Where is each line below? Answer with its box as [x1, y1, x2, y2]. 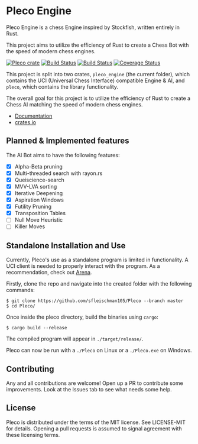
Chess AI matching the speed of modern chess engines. [6, 101, 143, 108]
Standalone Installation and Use [6, 241, 126, 251]
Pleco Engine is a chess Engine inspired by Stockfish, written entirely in [6, 24, 180, 31]
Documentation [14, 112, 53, 119]
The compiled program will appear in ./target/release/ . [6, 335, 144, 342]
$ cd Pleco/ [6, 303, 35, 309]
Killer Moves [14, 223, 46, 230]
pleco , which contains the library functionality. [6, 83, 119, 90]
